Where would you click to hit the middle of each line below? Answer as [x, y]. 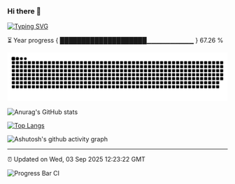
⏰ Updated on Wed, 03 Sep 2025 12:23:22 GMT [76, 160]
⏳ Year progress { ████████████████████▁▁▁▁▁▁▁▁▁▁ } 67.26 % [115, 41]
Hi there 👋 [24, 11]
